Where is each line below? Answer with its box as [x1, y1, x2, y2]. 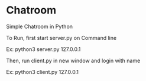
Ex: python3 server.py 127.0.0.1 [6, 45, 81, 53]
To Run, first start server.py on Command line [6, 34, 117, 41]
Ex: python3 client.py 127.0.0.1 [6, 68, 79, 75]
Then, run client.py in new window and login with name [6, 57, 141, 64]
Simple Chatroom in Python [6, 23, 73, 30]
